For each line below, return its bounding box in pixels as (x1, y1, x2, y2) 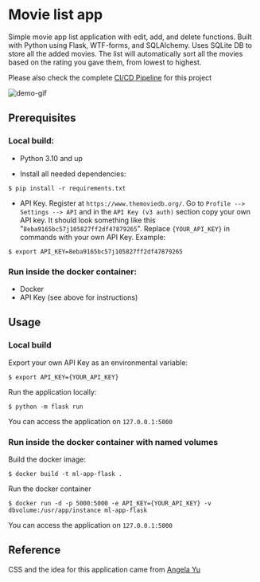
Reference (8, 544, 61, 557)
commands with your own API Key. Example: (19, 232, 166, 242)
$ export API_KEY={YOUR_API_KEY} (8, 373, 119, 381)
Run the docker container (8, 484, 91, 494)
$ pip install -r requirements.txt (8, 184, 126, 192)
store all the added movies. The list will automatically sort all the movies (8, 49, 243, 58)
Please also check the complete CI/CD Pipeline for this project (8, 73, 212, 82)
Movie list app (8, 6, 103, 24)
